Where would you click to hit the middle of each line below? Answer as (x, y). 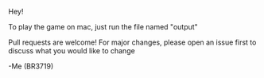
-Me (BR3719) (31, 66)
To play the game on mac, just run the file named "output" (103, 27)
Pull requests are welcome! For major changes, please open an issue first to (132, 42)
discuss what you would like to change (72, 51)
